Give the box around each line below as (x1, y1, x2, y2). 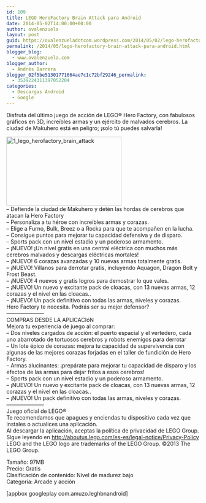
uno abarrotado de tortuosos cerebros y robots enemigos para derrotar (6, 336, 187, 343)
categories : (6, 83, 37, 90)
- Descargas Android (12, 89, 64, 95)
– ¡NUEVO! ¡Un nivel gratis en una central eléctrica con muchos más (6, 244, 178, 251)
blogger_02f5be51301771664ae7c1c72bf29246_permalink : (6, 72, 147, 78)
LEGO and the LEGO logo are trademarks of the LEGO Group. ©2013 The (6, 440, 191, 447)
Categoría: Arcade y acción (6, 478, 75, 485)
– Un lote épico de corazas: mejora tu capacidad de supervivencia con (6, 342, 185, 350)
